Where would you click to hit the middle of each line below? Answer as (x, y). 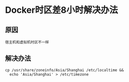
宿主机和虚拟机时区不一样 (27, 42)
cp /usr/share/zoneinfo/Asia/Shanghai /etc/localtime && (64, 70)
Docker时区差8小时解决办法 (62, 10)
